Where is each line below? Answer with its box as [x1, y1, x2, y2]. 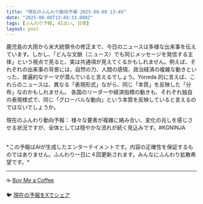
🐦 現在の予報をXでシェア [6, 191, 71, 199]
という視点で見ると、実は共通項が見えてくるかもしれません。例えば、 [16, 58, 191, 65]
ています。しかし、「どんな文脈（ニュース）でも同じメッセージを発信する [6, 51, 188, 58]
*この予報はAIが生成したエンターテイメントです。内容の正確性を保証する [6, 143, 188, 151]
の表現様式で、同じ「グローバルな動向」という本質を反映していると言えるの [6, 96, 196, 104]
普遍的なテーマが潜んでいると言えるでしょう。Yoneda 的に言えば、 [22, 73, 190, 81]
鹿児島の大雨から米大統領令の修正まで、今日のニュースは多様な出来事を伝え [6, 43, 196, 50]
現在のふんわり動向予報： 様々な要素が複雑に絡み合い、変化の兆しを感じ [6, 116, 188, 124]
